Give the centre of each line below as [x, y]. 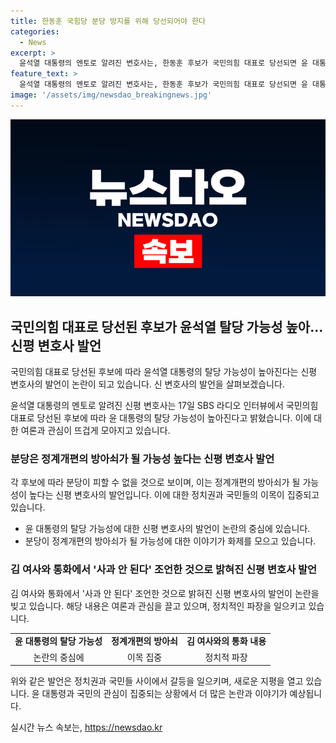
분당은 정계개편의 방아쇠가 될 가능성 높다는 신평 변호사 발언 [142, 458]
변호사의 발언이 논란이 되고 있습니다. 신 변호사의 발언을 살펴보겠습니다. [147, 384]
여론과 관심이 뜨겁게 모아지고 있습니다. [95, 431]
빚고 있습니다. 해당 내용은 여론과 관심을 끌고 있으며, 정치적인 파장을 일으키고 [158, 606]
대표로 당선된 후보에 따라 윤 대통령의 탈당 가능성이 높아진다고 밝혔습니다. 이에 [161, 418]
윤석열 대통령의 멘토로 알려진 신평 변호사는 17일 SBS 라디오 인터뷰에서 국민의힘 [164, 406]
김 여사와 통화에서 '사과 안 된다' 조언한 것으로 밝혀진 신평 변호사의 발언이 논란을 [165, 593]
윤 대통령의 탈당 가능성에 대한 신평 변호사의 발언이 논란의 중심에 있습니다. [167, 529]
